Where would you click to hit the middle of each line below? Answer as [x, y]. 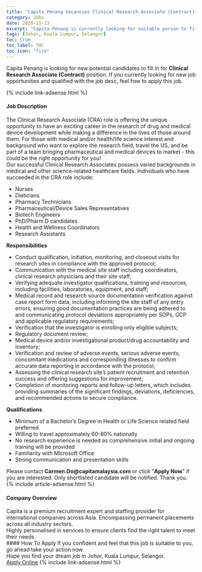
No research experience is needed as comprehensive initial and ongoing [105, 440]
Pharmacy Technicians [43, 202]
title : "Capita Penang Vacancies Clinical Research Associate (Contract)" [102, 12]
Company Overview [32, 498]
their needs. [21, 537]
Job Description [27, 107]
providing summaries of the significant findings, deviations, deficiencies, [105, 391]
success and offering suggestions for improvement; [79, 378]
